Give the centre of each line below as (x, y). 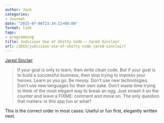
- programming (20, 37)
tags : (11, 32)
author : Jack (18, 10)
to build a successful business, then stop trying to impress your (81, 75)
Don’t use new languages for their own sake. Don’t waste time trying (86, 85)
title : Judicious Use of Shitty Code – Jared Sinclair (62, 42)
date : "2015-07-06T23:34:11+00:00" (41, 23)
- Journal (15, 19)
